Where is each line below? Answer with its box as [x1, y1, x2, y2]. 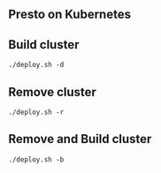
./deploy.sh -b [8, 154, 65, 164]
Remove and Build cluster [8, 132, 152, 147]
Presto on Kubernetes [8, 7, 132, 22]
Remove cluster [8, 84, 96, 100]
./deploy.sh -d [8, 61, 65, 70]
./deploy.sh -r [8, 108, 65, 117]
